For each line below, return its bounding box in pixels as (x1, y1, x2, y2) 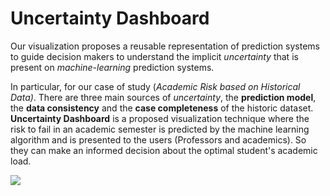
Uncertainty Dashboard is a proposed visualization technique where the (10, 112, 310, 124)
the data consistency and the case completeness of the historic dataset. (10, 102, 314, 114)
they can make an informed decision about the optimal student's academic (10, 144, 318, 156)
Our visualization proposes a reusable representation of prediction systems (10, 40, 320, 52)
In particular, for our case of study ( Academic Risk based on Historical (10, 80, 301, 92)
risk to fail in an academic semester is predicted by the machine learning (10, 123, 310, 135)
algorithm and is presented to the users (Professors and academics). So (10, 133, 307, 146)
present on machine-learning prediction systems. (10, 61, 215, 73)
